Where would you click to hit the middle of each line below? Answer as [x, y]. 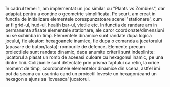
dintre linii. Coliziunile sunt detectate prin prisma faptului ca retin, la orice [82, 63]
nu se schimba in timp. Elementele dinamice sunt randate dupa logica [79, 36]
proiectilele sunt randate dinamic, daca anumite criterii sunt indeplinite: [80, 52]
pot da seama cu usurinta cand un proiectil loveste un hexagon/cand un [81, 74]
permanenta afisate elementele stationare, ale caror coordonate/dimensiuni [85, 30]
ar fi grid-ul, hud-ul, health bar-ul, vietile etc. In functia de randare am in [81, 25]
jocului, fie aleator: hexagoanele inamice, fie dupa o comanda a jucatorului [84, 41]
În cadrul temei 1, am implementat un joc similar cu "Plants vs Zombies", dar [85, 8]
